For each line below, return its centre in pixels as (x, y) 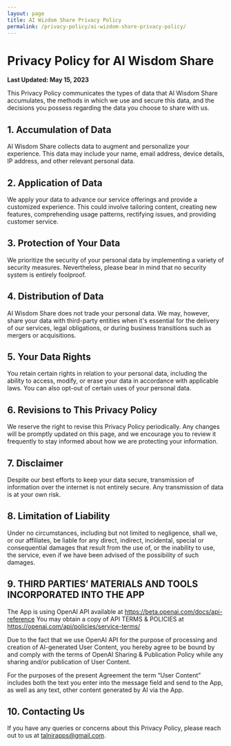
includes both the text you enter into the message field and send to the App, (115, 682)
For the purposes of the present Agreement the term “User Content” (104, 675)
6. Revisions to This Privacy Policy (82, 410)
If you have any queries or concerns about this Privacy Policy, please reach (114, 728)
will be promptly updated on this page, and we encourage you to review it (112, 434)
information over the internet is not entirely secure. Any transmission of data (115, 487)
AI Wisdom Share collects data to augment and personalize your (98, 147)
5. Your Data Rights (49, 357)
